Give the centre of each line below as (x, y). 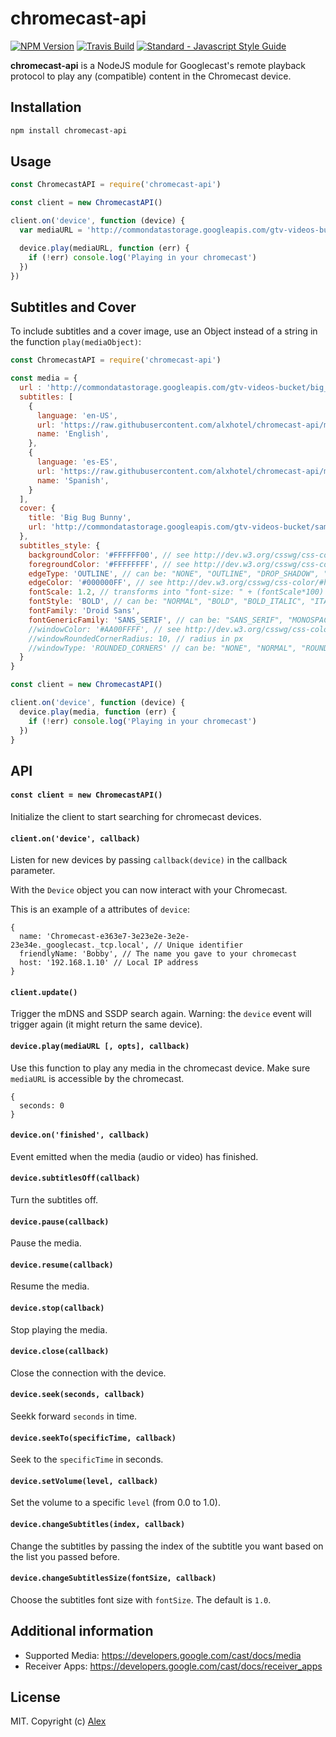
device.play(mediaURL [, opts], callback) (100, 1046)
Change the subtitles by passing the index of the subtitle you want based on (167, 1546)
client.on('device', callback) (75, 838)
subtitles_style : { (60, 545)
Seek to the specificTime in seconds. (87, 1459)
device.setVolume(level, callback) (84, 1481)
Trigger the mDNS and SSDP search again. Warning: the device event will (161, 1014)
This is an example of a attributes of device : (100, 909)
